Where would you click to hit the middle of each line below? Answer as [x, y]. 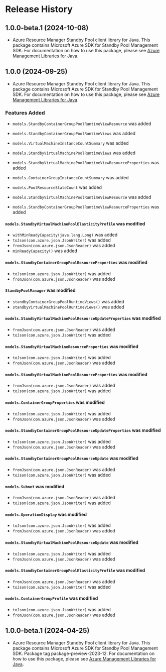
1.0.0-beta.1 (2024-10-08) [47, 28]
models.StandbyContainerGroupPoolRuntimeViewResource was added [82, 124]
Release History [39, 9]
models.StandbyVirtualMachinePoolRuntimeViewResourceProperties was [86, 163]
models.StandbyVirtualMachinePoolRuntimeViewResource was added [82, 197]
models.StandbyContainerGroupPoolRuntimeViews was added [74, 134]
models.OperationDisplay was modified [46, 514]
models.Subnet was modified [35, 486]
